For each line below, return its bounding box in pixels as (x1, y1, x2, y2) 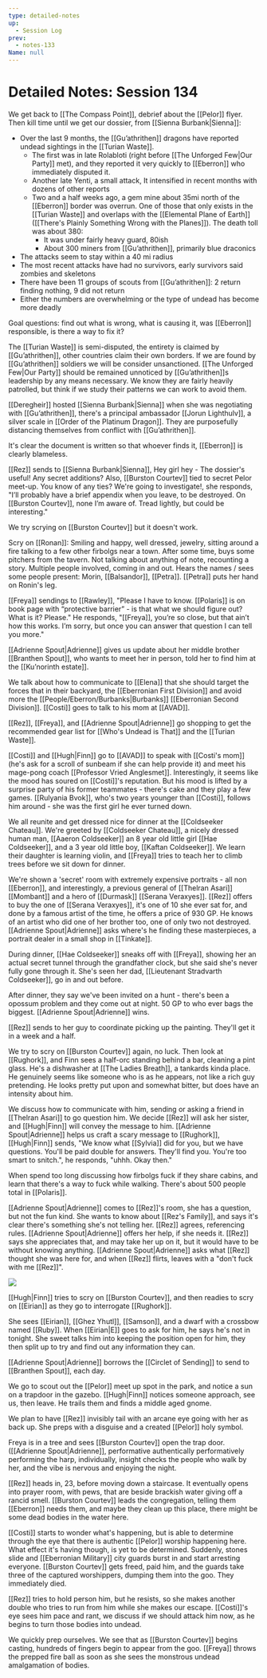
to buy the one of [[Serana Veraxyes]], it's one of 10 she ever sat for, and (8, 900, 248, 910)
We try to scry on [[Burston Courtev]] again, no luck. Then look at (8, 1046, 224, 1056)
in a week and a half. (8, 1031, 76, 1040)
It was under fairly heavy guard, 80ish (43, 234, 169, 244)
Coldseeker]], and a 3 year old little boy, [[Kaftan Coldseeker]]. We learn (8, 842, 245, 851)
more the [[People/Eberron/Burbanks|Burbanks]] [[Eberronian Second (8, 694, 239, 704)
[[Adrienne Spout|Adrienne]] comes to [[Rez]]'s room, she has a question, (8, 1203, 251, 1212)
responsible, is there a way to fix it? (8, 326, 125, 336)
